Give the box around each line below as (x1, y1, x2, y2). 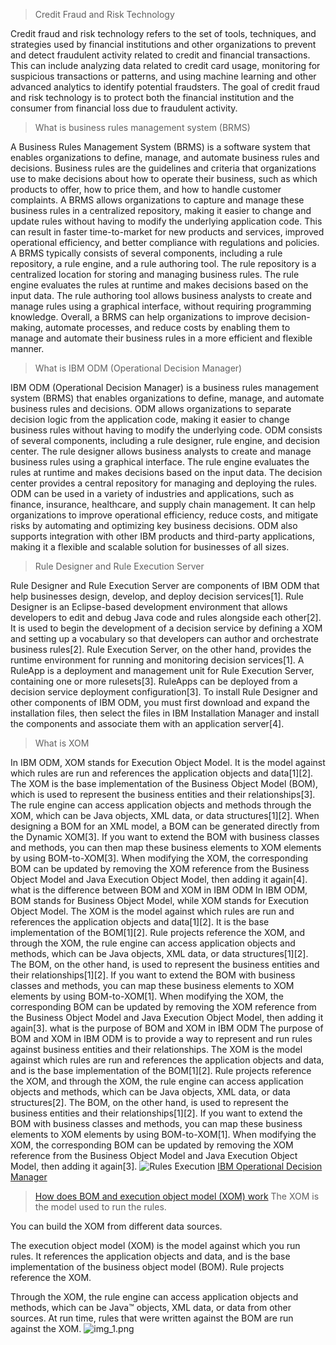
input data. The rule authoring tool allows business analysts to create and (10, 290, 312, 301)
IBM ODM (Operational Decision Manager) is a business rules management (10, 382, 320, 393)
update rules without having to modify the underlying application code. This (10, 215, 323, 227)
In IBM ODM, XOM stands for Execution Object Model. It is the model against (10, 757, 326, 768)
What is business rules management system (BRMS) (34, 122, 251, 133)
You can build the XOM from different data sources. (10, 1220, 223, 1232)
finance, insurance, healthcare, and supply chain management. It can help (10, 499, 316, 510)
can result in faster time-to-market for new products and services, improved (10, 226, 325, 238)
